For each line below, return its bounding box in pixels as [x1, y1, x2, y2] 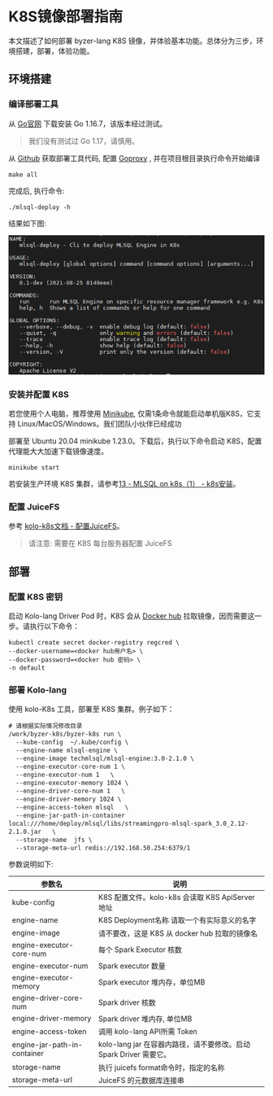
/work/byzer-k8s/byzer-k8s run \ [8, 730, 122, 739]
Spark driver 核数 [98, 998, 156, 1007]
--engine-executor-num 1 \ [15, 771, 115, 779]
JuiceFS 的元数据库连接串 [98, 1075, 184, 1085]
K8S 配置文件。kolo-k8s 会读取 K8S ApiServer [98, 893, 256, 902]
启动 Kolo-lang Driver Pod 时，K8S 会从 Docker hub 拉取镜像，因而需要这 [8, 611, 255, 621]
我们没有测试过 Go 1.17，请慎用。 [28, 136, 140, 146]
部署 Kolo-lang [8, 684, 67, 696]
